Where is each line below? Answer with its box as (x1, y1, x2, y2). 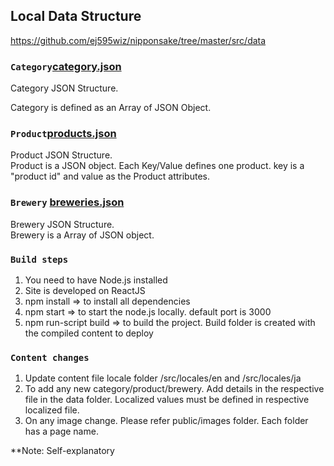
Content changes (10, 352, 90, 363)
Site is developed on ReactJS (24, 285, 146, 296)
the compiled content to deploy (24, 327, 154, 339)
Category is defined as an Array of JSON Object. (10, 102, 212, 114)
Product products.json (10, 127, 117, 141)
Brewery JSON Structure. (10, 218, 115, 230)
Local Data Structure (10, 8, 142, 25)
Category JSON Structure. (10, 82, 119, 94)
